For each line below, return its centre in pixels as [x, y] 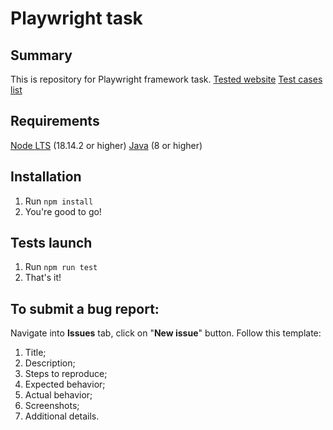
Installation [46, 177]
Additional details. [62, 416]
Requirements [55, 121]
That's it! [43, 278]
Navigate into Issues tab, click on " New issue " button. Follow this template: [166, 333]
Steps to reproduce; [66, 374]
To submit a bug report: [85, 308]
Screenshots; [52, 406]
